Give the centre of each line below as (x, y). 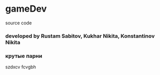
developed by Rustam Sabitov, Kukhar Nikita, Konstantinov (80, 36)
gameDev (26, 9)
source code (19, 23)
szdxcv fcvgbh (21, 67)
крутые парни (24, 56)
